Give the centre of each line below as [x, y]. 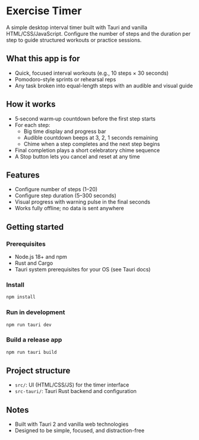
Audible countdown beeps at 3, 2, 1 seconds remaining [91, 137]
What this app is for [43, 58]
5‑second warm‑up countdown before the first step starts [85, 118]
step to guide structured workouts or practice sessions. [74, 40]
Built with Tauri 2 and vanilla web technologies [72, 424]
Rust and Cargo [34, 263]
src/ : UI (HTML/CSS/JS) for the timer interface [72, 385]
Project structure [38, 370]
